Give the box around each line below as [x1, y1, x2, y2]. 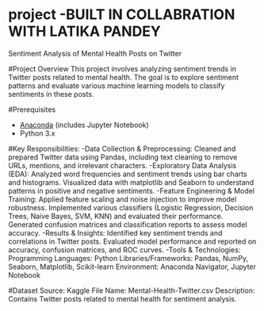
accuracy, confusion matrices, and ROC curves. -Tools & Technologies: [8, 244, 241, 255]
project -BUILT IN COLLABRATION [8, 6, 235, 24]
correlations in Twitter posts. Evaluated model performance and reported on [8, 236, 257, 246]
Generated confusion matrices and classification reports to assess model [8, 220, 247, 229]
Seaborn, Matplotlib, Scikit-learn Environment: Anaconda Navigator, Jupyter [8, 262, 256, 271]
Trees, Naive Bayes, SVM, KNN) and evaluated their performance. [8, 211, 224, 221]
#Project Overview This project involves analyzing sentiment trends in [8, 63, 236, 73]
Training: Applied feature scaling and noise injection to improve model [8, 194, 237, 204]
